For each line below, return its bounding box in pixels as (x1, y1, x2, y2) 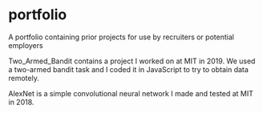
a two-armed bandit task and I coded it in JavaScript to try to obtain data (8, 64, 249, 74)
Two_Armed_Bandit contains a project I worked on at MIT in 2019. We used (8, 56, 256, 66)
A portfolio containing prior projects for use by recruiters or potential (8, 32, 235, 42)
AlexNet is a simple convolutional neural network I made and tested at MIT (8, 88, 254, 98)
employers (8, 40, 43, 50)
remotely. (8, 73, 40, 83)
